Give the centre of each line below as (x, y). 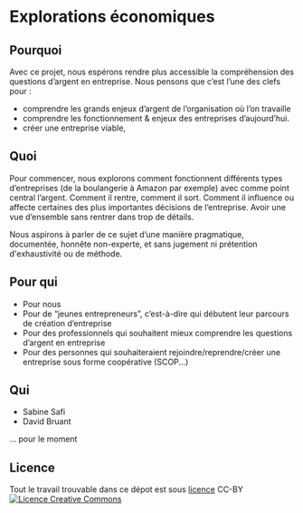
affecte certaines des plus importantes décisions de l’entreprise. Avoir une (148, 207)
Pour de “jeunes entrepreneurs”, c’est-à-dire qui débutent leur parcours (156, 314)
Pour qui (33, 282)
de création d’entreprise (67, 323)
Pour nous (42, 304)
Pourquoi (36, 50)
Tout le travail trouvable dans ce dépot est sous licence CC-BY (127, 489)
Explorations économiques (112, 17)
